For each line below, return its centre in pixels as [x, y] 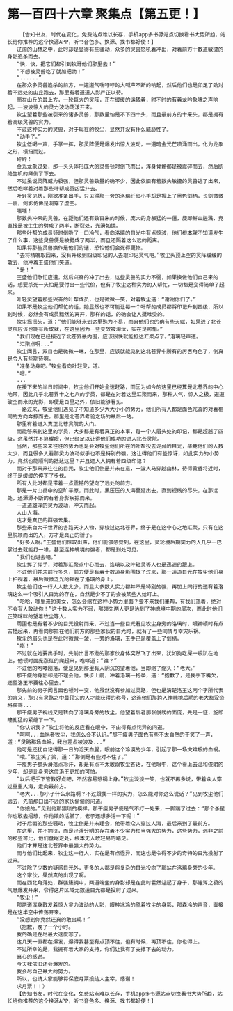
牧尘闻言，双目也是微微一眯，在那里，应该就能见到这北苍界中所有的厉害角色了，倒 [118, 351]
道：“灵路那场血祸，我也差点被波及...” [57, 742]
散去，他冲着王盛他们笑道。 [41, 262]
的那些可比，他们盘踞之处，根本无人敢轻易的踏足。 [70, 838]
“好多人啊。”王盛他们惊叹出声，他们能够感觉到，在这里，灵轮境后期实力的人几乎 [114, 542]
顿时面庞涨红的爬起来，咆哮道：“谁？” [70, 661]
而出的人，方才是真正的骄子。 [59, 535]
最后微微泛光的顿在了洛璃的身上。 [74, 579]
